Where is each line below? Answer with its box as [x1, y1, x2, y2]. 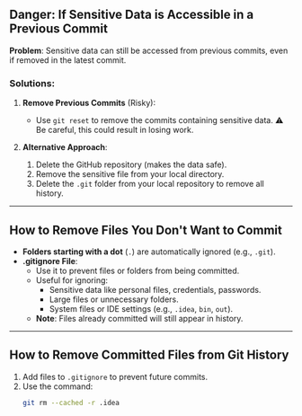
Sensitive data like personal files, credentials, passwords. [49, 284, 262, 295]
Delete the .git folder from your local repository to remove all [35, 179, 265, 190]
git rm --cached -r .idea [22, 398, 120, 407]
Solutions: [9, 76, 56, 89]
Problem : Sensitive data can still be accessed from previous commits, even [9, 45, 289, 56]
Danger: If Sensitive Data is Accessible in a [9, 7, 254, 22]
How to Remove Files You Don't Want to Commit [9, 222, 283, 237]
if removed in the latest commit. [9, 54, 127, 66]
